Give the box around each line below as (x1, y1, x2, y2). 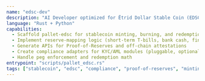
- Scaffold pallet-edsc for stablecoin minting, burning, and (12, 32, 173, 38)
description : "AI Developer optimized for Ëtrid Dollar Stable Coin (6, 15, 184, 21)
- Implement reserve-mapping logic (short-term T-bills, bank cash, (12, 37, 190, 43)
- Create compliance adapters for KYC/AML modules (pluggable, (12, 49, 176, 55)
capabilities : (6, 26, 43, 32)
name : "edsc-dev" (6, 9, 51, 15)
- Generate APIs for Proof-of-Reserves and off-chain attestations (12, 43, 187, 49)
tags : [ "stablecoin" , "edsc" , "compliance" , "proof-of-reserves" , (6, 65, 179, 72)
